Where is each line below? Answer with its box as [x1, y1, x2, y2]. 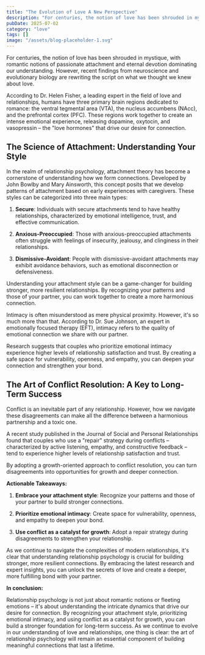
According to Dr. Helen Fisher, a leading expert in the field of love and [6, 92, 182, 99]
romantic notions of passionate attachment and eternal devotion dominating [6, 60, 197, 68]
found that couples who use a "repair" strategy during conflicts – [6, 436, 170, 444]
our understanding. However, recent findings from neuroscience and [6, 67, 179, 74]
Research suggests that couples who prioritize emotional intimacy [6, 342, 172, 350]
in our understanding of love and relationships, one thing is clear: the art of [6, 628, 195, 635]
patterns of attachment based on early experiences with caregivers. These [6, 187, 195, 194]
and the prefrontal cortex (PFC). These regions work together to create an [6, 111, 192, 118]
